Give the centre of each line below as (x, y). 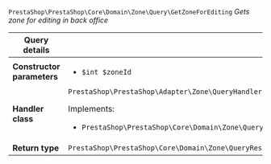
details (36, 50)
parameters (35, 77)
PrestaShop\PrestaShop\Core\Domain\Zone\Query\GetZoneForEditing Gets (129, 12)
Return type (36, 148)
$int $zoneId (106, 72)
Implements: (92, 109)
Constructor (36, 66)
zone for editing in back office (58, 20)
